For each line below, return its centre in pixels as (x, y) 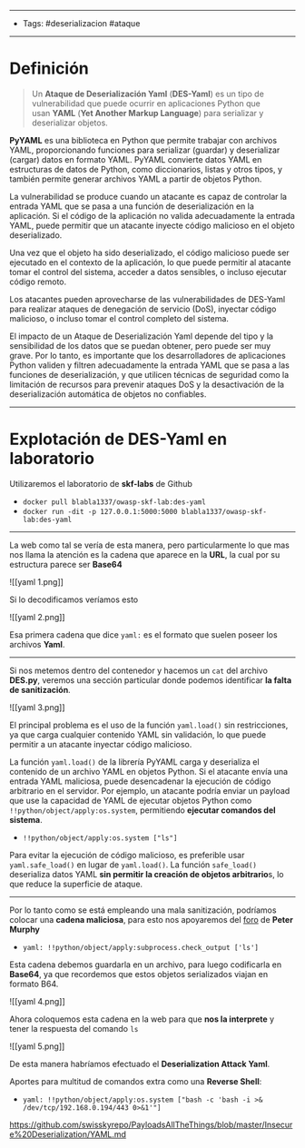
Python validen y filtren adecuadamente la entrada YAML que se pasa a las (150, 365)
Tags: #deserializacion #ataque (81, 23)
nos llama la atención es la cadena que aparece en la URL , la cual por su (145, 554)
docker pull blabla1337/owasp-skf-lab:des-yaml (114, 502)
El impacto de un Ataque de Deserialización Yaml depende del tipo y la (142, 336)
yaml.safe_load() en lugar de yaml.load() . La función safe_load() (133, 865)
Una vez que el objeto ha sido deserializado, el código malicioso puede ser (150, 252)
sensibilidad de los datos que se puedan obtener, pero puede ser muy (140, 345)
